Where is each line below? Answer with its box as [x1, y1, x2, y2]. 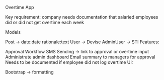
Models [5, 29, 21, 35]
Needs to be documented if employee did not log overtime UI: [5, 59, 133, 65]
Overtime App [5, 5, 34, 10]
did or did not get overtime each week [5, 20, 85, 25]
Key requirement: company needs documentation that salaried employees [5, 14, 158, 20]
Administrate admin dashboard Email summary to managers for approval [5, 54, 155, 60]
